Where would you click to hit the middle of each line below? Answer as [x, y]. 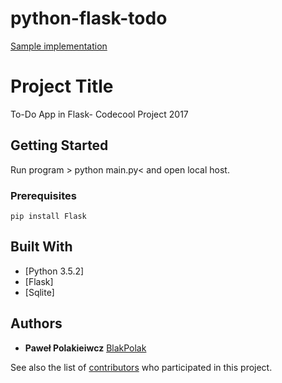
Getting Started [59, 145]
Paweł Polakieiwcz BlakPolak [85, 348]
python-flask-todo [89, 18]
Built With [41, 247]
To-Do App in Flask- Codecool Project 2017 [99, 114]
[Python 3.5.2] [54, 271]
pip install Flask [48, 216]
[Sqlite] [39, 292]
